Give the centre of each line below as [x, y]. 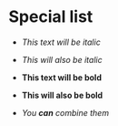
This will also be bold [62, 95]
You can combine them [65, 112]
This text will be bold [61, 77]
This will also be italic [62, 59]
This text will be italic [61, 42]
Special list [51, 17]
